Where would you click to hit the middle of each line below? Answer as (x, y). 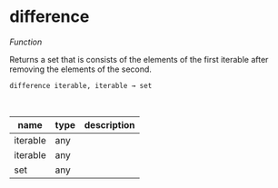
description (109, 124)
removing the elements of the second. (81, 69)
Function (26, 42)
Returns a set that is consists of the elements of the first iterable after (139, 59)
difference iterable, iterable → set (81, 85)
